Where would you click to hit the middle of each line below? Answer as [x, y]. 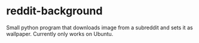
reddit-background [54, 11]
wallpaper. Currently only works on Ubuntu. [60, 33]
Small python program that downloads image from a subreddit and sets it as [99, 27]
